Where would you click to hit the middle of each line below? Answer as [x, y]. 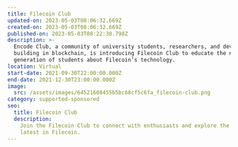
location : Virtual [34, 66]
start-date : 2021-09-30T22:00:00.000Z [64, 73]
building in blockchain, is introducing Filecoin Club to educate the [120, 54]
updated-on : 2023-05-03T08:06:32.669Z [64, 20]
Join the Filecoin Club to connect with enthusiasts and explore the [125, 125]
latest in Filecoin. [50, 132]
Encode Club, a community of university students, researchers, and [117, 47]
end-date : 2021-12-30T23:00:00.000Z [61, 80]
